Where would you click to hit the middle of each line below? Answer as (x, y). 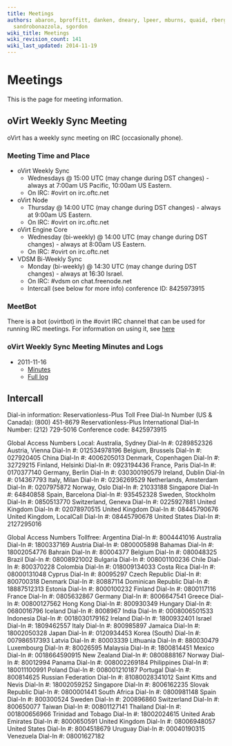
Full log (38, 376)
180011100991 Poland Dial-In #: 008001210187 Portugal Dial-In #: (99, 670)
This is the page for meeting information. (65, 99)
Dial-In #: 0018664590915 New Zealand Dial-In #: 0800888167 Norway (108, 655)
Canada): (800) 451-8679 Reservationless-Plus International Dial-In (103, 423)
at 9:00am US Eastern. (59, 215)
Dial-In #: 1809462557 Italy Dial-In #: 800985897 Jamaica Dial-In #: (104, 626)
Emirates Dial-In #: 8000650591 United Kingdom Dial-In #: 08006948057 (112, 722)
